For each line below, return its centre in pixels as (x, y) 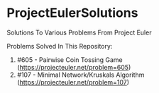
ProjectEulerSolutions (72, 13)
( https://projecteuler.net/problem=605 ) (74, 67)
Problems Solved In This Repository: (60, 46)
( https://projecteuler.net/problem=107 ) (73, 82)
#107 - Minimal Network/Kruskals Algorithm (81, 75)
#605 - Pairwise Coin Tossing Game (70, 60)
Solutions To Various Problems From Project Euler (79, 32)
